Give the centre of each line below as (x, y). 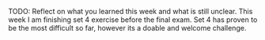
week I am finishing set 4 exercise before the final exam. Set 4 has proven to (133, 20)
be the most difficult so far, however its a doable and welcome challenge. (127, 28)
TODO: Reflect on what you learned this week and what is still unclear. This (131, 11)
